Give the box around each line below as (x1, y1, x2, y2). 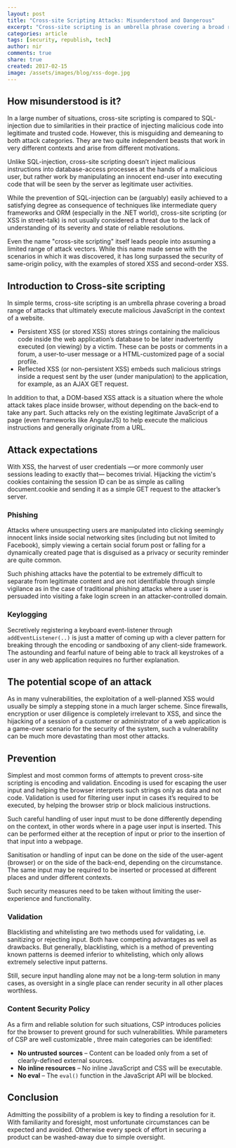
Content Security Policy (7, 1004, 90, 1014)
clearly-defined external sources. (17, 1056, 114, 1064)
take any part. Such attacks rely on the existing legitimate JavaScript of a (7, 408, 219, 417)
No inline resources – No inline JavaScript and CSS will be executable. (17, 1063, 223, 1072)
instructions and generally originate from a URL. (7, 423, 146, 432)
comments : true (7, 50, 52, 57)
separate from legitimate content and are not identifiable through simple (7, 577, 216, 585)
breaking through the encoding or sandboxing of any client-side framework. (7, 640, 227, 649)
